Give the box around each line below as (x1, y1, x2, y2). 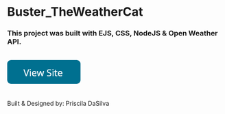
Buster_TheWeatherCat (7, 4, 143, 20)
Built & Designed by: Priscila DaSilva (7, 100, 110, 108)
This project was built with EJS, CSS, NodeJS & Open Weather (7, 29, 218, 38)
